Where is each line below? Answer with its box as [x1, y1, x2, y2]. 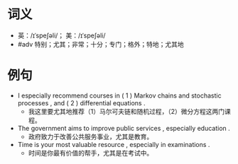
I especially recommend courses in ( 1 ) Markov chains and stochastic [17, 91, 222, 100]
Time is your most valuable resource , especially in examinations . [17, 140, 210, 148]
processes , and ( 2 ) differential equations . [17, 98, 146, 107]
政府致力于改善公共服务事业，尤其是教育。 [28, 132, 153, 141]
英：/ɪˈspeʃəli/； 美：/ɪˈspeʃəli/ [17, 31, 106, 40]
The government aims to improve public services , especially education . [17, 124, 231, 132]
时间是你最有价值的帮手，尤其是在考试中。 [28, 148, 153, 157]
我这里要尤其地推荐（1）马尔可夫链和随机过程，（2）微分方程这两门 [28, 107, 225, 115]
